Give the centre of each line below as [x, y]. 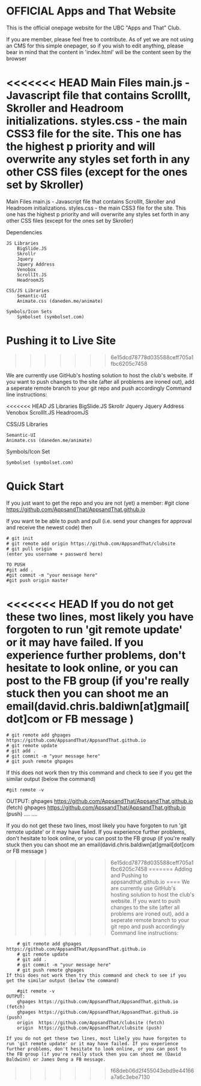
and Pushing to [129, 875]
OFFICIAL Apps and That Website [91, 11]
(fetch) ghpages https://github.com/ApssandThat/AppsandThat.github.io [96, 807]
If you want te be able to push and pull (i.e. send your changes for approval [99, 521]
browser [16, 58]
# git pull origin [29, 549]
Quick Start [35, 486]
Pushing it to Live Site [61, 341]
